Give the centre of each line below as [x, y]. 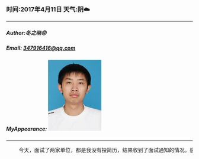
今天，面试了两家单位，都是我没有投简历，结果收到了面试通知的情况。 [104, 150]
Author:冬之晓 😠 [26, 33]
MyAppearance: [27, 129]
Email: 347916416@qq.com [41, 48]
